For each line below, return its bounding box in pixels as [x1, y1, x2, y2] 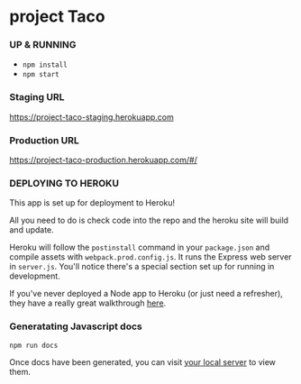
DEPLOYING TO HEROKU [9, 178, 120, 189]
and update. [9, 224, 54, 235]
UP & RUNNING [9, 39, 77, 51]
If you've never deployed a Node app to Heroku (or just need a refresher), [9, 288, 284, 299]
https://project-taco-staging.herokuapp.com [9, 111, 174, 123]
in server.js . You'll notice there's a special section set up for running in [9, 261, 275, 272]
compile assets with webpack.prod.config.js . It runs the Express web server [9, 251, 292, 262]
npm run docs [9, 341, 59, 350]
